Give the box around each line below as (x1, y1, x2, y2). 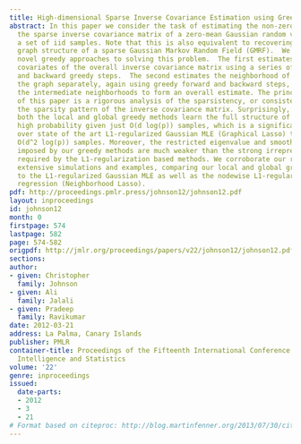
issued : (9, 380, 39, 388)
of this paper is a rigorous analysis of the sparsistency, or (17, 96, 258, 106)
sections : (9, 254, 47, 264)
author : (9, 263, 39, 272)
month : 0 (9, 212, 42, 222)
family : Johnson (17, 279, 78, 288)
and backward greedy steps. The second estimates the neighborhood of (17, 72, 291, 81)
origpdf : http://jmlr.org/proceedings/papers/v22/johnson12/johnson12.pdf (9, 246, 295, 255)
